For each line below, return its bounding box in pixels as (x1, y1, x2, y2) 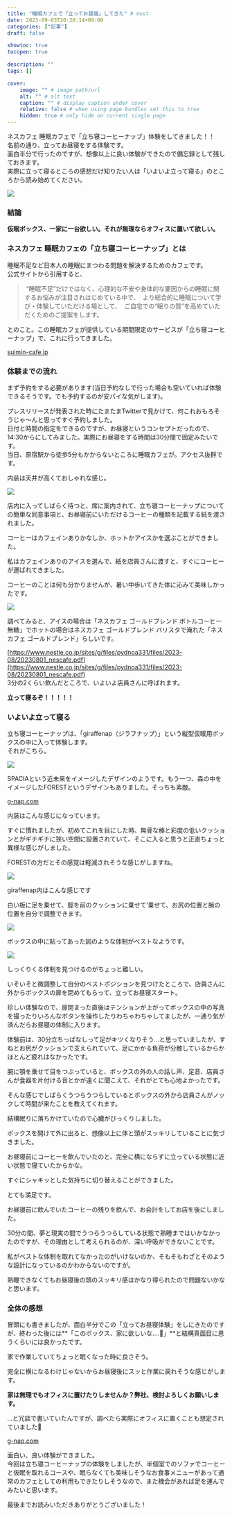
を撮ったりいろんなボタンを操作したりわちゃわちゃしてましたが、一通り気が (7, 1012, 225, 1021)
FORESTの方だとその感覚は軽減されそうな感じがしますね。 (7, 858, 177, 867)
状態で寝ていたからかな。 (12, 1161, 87, 1170)
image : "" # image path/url (19, 86, 100, 94)
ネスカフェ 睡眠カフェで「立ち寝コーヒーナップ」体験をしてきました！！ (7, 133, 215, 140)
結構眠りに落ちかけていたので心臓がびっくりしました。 (7, 1114, 165, 1123)
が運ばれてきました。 (7, 565, 68, 574)
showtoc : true (7, 42, 48, 49)
